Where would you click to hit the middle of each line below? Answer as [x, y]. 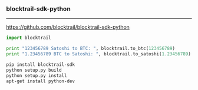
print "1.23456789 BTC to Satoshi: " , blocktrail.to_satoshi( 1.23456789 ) [99, 54]
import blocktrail [29, 38]
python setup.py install [37, 75]
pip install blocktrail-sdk [41, 64]
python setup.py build [34, 70]
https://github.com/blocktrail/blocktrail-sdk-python [68, 27]
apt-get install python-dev [41, 81]
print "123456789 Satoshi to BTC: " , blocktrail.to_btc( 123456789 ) [91, 49]
